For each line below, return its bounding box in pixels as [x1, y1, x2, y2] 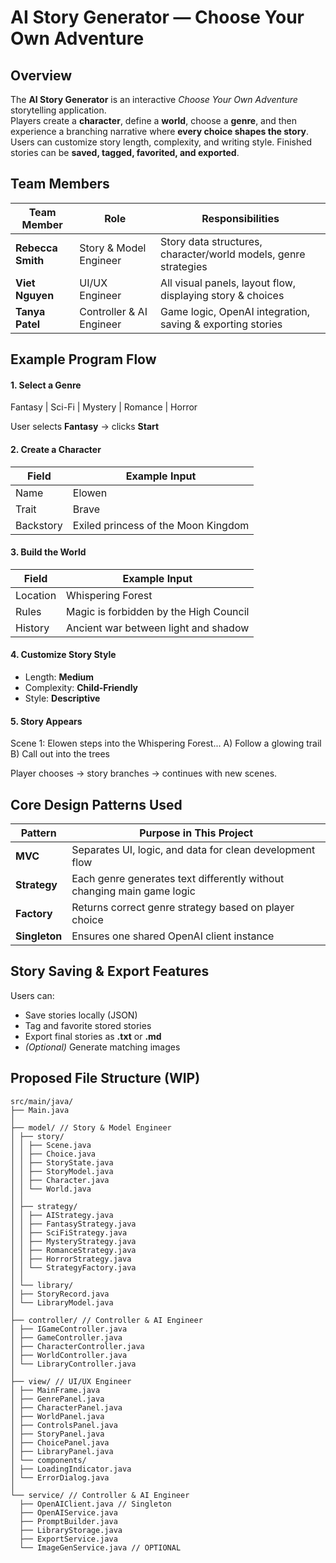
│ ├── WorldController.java [10, 1350, 128, 1360]
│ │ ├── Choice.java [10, 1149, 97, 1159]
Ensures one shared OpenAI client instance [71, 929, 275, 943]
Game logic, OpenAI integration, [160, 304, 310, 318]
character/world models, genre [160, 247, 306, 261]
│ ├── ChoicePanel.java [10, 1437, 110, 1448]
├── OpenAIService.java [19, 1507, 118, 1518]
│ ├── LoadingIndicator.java [10, 1464, 132, 1474]
